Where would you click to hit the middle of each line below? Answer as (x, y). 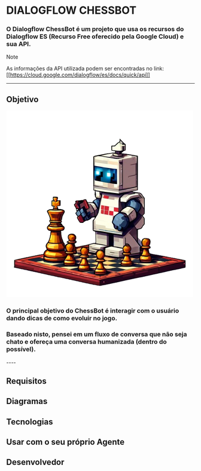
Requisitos (26, 381)
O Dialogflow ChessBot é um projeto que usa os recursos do (95, 29)
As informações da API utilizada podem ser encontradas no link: (85, 69)
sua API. (19, 44)
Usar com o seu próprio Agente (66, 442)
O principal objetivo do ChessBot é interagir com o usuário (93, 311)
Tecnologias (30, 422)
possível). (21, 349)
